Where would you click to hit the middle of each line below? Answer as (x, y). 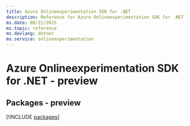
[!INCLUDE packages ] (33, 117)
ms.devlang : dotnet (30, 34)
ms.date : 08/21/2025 (32, 22)
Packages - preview (44, 103)
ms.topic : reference (32, 28)
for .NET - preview (52, 81)
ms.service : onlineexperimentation (50, 39)
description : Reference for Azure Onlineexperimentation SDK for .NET (95, 17)
